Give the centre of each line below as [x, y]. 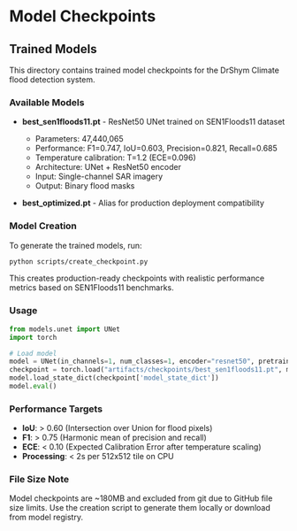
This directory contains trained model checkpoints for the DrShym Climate [145, 70]
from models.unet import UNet [65, 329]
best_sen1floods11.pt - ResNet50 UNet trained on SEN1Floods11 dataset [153, 122]
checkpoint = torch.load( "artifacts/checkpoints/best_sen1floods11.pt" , [146, 370]
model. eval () [33, 387]
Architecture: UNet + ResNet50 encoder [108, 167]
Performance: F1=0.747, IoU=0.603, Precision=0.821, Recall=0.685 [156, 149]
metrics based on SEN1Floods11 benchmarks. [91, 288]
